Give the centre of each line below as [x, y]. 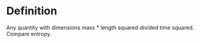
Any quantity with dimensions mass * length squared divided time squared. [100, 27]
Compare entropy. [29, 33]
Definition [32, 11]
